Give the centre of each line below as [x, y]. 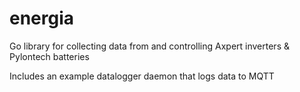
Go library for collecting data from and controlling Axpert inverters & [149, 46]
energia [42, 18]
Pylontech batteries [49, 56]
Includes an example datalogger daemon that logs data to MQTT [142, 76]
